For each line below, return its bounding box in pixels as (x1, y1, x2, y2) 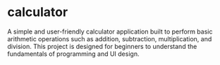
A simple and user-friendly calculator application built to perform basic (7, 27, 213, 36)
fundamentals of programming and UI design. (7, 50, 140, 58)
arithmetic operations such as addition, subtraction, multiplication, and (7, 34, 212, 43)
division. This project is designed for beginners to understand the (7, 42, 197, 50)
